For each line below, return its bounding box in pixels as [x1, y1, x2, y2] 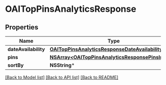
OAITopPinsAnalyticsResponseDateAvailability [49, 46, 163, 53]
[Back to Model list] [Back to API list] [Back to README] [5, 75, 119, 80]
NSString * [49, 62, 75, 68]
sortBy [7, 62, 24, 68]
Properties [5, 23, 39, 31]
